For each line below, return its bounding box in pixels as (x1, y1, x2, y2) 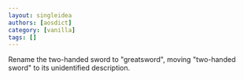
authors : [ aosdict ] (8, 19, 72, 27)
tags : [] (8, 33, 37, 42)
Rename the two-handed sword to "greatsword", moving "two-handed (8, 55, 236, 64)
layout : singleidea (8, 11, 72, 20)
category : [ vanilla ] (8, 26, 76, 34)
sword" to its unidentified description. (8, 64, 131, 73)
